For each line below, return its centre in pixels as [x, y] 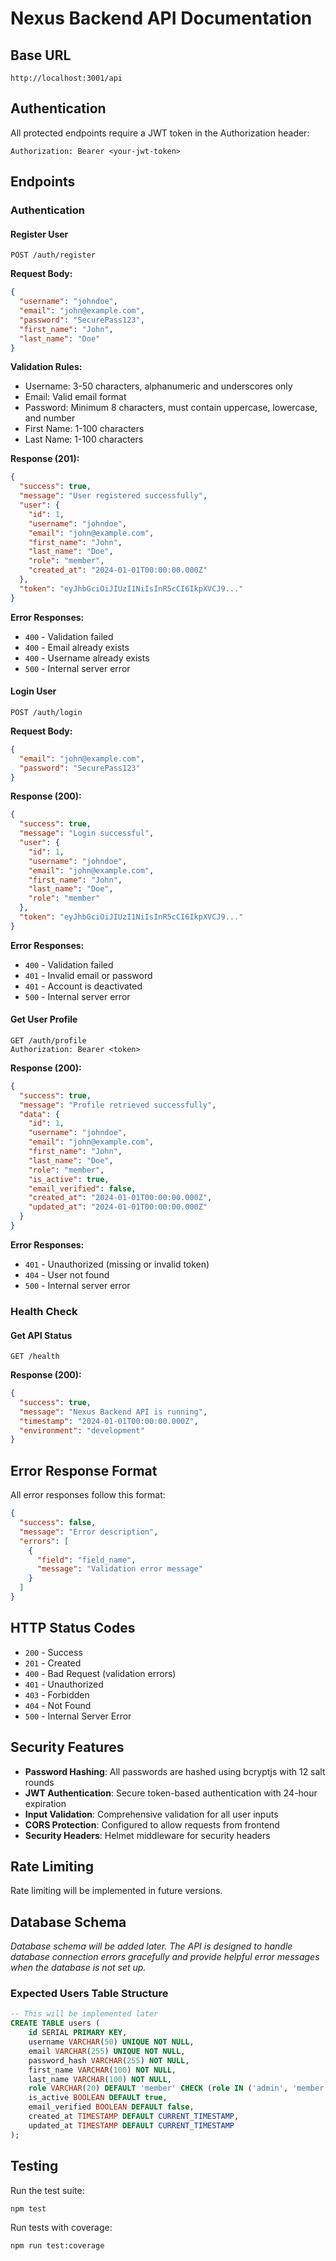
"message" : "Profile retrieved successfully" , [118, 1105]
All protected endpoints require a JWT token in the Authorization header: [160, 133]
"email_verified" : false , [82, 1188]
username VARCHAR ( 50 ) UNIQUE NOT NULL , [111, 2042]
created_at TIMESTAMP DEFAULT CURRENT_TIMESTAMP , [134, 2117]
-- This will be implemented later [84, 2014]
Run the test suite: [47, 2190]
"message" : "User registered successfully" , [113, 496]
